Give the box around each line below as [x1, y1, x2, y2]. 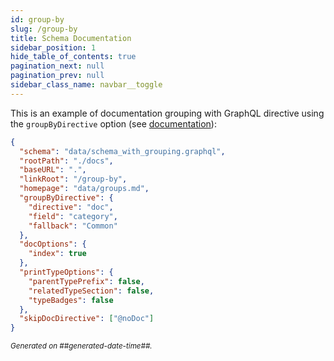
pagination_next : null [10, 61, 105, 71]
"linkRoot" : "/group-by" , [19, 174, 128, 185]
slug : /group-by [10, 24, 78, 34]
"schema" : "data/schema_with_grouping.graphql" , [19, 146, 226, 156]
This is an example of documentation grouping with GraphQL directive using [10, 107, 325, 119]
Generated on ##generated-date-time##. [10, 341, 153, 351]
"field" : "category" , [28, 211, 118, 221]
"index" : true [28, 249, 87, 259]
